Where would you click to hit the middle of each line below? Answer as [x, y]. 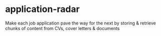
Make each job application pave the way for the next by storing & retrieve [80, 23]
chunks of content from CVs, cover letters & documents [62, 28]
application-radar [42, 9]
